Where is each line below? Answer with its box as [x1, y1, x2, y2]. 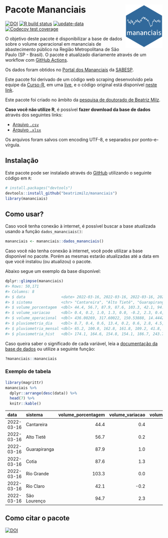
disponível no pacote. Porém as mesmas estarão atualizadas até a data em [5, 253, 159, 259]
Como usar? [5, 210, 44, 218]
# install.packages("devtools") [5, 185, 72, 191]
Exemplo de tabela [5, 368, 51, 375]
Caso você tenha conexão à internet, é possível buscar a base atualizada [5, 223, 156, 229]
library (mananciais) [5, 196, 48, 201]
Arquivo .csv [12, 121, 39, 127]
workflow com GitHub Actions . [5, 57, 68, 63]
